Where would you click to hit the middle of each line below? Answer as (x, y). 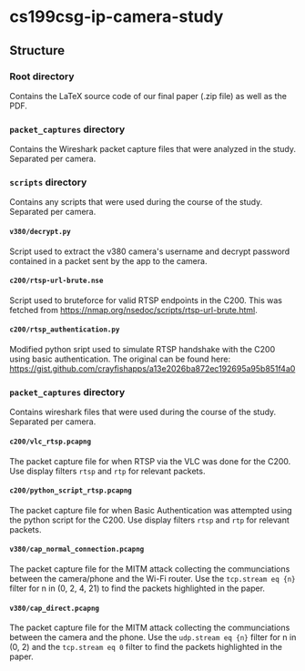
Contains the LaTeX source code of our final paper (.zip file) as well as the (148, 96)
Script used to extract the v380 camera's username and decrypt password (150, 251)
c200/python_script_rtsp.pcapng (71, 491)
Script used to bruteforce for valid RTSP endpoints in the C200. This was (146, 300)
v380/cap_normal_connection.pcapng (77, 549)
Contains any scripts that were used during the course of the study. (136, 202)
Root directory (42, 76)
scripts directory (48, 182)
